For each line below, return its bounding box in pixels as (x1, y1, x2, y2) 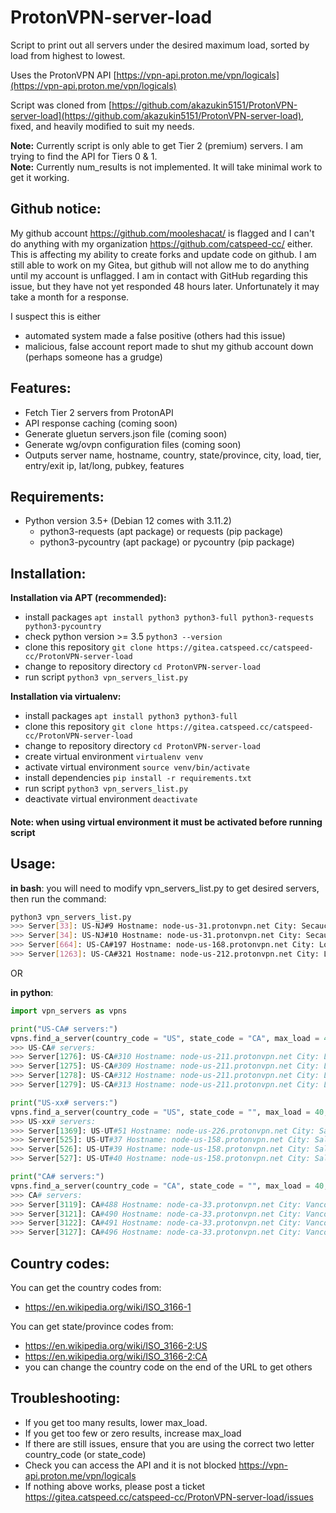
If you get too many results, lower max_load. (24, 1416, 208, 1428)
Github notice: (10, 201, 102, 218)
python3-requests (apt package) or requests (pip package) (39, 526, 284, 538)
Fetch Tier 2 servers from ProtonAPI (24, 406, 174, 418)
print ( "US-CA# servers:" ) (10, 1024, 118, 1034)
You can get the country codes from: (10, 1282, 162, 1294)
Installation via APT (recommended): (10, 592, 167, 604)
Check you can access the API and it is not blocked (24, 1459, 237, 1471)
